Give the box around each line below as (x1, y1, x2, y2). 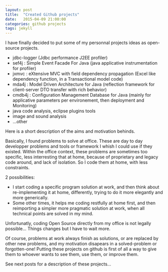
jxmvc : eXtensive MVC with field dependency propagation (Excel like (12, 71, 156, 77)
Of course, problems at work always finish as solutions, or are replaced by (5, 235, 159, 241)
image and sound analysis (12, 113, 67, 119)
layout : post (5, 7, 33, 13)
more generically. (12, 195, 49, 201)
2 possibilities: (5, 174, 35, 180)
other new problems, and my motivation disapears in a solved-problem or (5, 241, 157, 247)
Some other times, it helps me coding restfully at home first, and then (12, 200, 156, 206)
